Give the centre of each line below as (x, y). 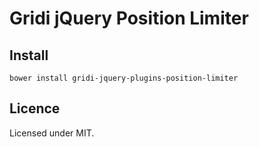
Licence (35, 108)
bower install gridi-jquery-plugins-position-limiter (124, 78)
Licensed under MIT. (52, 133)
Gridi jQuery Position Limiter (129, 18)
